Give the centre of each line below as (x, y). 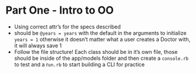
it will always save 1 (38, 46)
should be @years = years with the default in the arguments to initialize (100, 33)
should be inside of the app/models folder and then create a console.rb (101, 58)
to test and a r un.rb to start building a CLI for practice (79, 64)
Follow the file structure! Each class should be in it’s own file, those (96, 52)
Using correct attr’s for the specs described (67, 27)
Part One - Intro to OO (60, 10)
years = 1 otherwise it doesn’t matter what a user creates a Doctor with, (102, 39)
